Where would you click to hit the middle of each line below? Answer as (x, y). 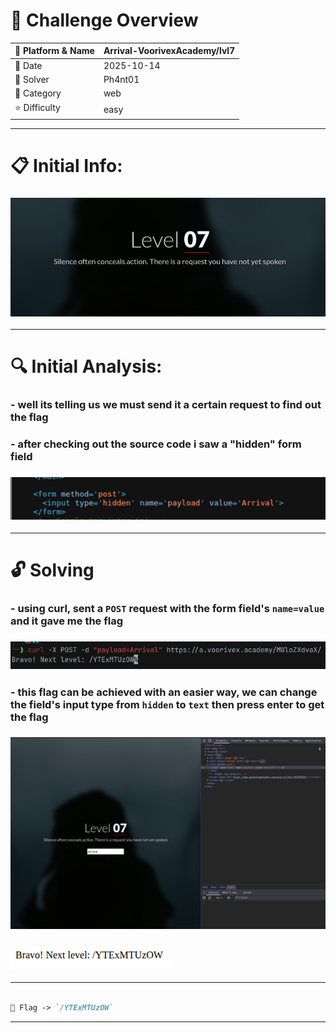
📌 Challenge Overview (104, 20)
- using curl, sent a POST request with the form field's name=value (167, 608)
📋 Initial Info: (66, 166)
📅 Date (28, 65)
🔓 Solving (52, 570)
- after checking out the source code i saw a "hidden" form (156, 444)
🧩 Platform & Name (54, 51)
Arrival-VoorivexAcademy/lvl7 (169, 51)
